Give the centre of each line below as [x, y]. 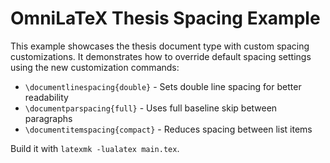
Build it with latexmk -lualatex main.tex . [95, 148]
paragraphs [48, 118]
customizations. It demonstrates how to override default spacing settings [161, 56]
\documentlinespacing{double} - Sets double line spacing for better [163, 86]
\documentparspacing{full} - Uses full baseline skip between [151, 108]
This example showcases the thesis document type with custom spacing [160, 46]
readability [46, 97]
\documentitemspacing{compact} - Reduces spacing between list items [168, 129]
